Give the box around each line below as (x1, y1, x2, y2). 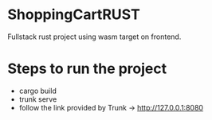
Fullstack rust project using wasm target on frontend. (7, 32, 182, 41)
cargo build (18, 86, 57, 95)
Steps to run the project (7, 60, 167, 78)
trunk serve (18, 94, 57, 104)
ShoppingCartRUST (7, 6, 140, 24)
